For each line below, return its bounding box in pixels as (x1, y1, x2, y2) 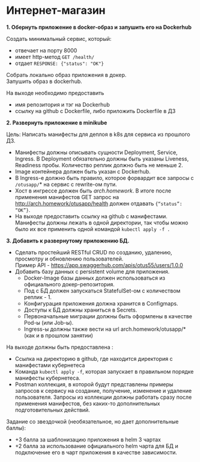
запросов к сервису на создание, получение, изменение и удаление (14, 387, 192, 394)
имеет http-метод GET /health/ (14, 53, 95, 60)
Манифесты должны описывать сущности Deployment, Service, (14, 149, 178, 156)
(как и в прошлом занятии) (23, 331, 93, 339)
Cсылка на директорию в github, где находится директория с (14, 355, 173, 362)
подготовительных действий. (14, 406, 90, 413)
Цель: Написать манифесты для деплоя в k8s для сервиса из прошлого (6, 131, 190, 138)
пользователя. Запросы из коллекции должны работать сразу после (14, 393, 192, 401)
